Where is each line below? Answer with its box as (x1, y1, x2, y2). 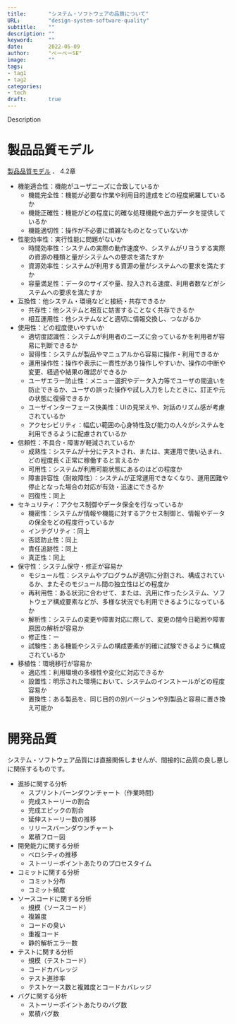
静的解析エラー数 (27, 938, 78, 947)
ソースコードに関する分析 (17, 894, 92, 902)
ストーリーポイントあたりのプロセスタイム (27, 859, 152, 867)
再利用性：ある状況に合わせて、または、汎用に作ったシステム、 (27, 588, 213, 597)
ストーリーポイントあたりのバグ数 (27, 1000, 128, 1008)
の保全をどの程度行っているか (27, 518, 115, 526)
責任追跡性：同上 (27, 544, 78, 552)
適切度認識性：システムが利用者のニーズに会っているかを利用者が (27, 332, 219, 340)
